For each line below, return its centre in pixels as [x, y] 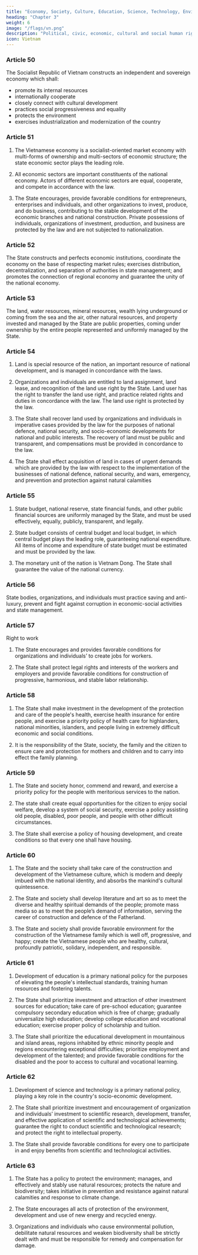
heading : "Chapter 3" [33, 17]
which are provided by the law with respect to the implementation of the [102, 468]
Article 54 [21, 351]
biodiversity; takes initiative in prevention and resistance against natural [101, 1191]
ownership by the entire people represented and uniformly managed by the [97, 330]
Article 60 [21, 855]
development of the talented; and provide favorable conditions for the [99, 1055]
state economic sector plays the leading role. [69, 163]
